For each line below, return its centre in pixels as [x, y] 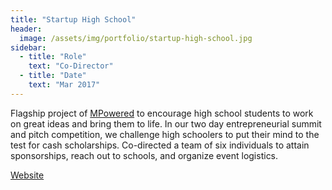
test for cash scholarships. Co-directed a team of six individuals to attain [160, 145]
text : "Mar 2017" [64, 85]
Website [27, 175]
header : [26, 29]
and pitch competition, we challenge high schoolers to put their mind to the [165, 134]
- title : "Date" [53, 76]
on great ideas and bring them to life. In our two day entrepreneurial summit [166, 123]
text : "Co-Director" [71, 66]
